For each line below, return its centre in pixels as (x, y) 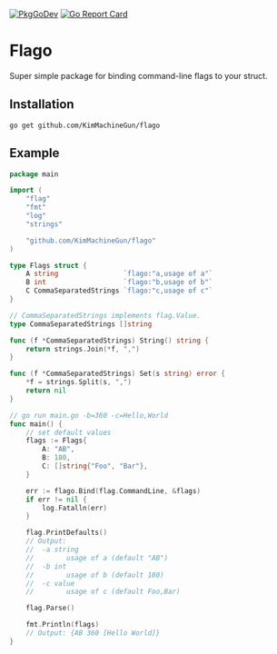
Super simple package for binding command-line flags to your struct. (138, 75)
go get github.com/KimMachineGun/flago (85, 125)
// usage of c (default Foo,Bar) (103, 592)
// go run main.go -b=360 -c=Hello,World (89, 415)
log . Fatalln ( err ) (74, 508)
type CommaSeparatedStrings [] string (81, 324)
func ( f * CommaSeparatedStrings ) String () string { (109, 341)
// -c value (50, 583)
